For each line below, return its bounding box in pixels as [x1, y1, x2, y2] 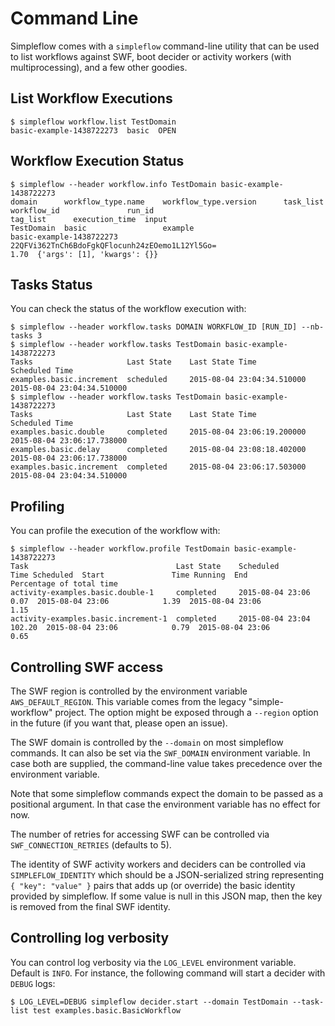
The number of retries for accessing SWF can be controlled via [10, 828, 270, 840]
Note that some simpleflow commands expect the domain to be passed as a [10, 788, 324, 799]
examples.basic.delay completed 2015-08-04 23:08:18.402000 [10, 445, 307, 455]
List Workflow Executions [10, 90, 173, 107]
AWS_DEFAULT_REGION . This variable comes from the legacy [10, 696, 247, 707]
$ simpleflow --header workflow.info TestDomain [10, 179, 217, 189]
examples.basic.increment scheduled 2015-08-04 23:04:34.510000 [10, 375, 307, 385]
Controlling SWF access [10, 658, 164, 676]
